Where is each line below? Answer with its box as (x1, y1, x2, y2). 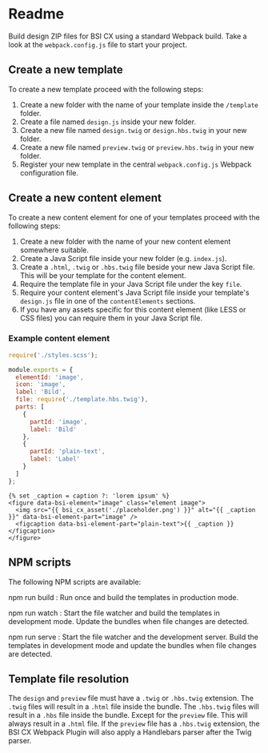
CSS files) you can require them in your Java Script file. (19, 313, 203, 323)
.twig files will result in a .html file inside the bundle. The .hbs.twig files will (8, 702, 260, 711)
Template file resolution (8, 672, 130, 686)
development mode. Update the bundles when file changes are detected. (8, 616, 250, 626)
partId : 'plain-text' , (29, 448, 106, 456)
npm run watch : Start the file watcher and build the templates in (8, 608, 220, 618)
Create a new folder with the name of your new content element (19, 236, 231, 246)
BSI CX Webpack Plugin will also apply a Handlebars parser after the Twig (8, 727, 252, 737)
